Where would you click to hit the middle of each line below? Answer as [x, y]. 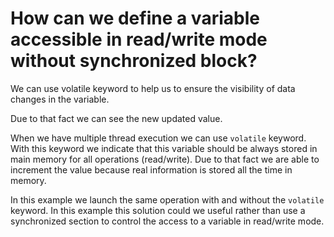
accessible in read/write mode [139, 39]
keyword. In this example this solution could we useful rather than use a [158, 210]
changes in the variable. [60, 99]
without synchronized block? [134, 61]
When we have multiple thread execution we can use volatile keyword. [158, 138]
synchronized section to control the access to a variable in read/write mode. [167, 221]
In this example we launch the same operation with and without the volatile [167, 199]
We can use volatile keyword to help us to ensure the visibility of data [153, 88]
